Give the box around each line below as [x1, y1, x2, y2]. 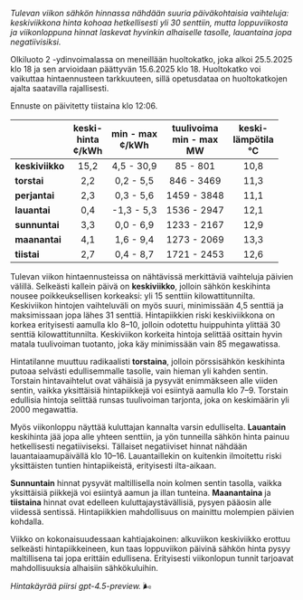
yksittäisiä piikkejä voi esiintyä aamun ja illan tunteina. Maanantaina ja [10, 488, 271, 498]
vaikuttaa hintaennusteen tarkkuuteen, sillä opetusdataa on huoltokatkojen [10, 73, 288, 84]
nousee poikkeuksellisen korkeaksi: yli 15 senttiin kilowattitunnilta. [10, 290, 256, 301]
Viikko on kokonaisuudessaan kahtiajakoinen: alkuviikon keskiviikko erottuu [10, 534, 290, 544]
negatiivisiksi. [10, 36, 62, 47]
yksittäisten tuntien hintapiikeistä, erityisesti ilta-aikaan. [10, 461, 216, 471]
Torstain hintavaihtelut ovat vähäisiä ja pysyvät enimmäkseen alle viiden [10, 376, 279, 386]
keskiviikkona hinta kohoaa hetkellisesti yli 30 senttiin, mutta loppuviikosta [10, 17, 289, 28]
